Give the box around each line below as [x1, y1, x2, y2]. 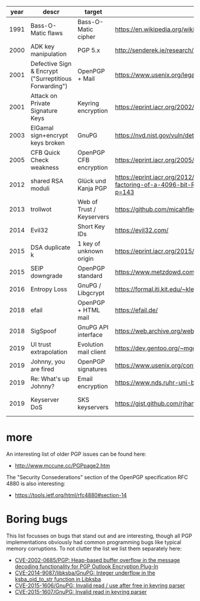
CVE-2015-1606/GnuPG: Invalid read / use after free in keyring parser [14, 582, 186, 589]
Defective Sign [30, 60, 72, 68]
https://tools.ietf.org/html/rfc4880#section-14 [14, 491, 127, 498]
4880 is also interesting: [6, 480, 65, 487]
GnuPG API [77, 323, 109, 331]
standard [77, 272, 103, 280]
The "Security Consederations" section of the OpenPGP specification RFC [6, 473, 189, 480]
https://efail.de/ [115, 306, 158, 314]
